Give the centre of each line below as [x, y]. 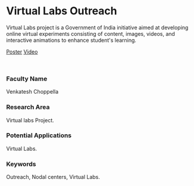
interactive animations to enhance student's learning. [71, 40]
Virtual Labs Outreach [62, 11]
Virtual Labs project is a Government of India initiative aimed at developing [97, 27]
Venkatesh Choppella [32, 92]
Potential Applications [39, 135]
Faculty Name [27, 79]
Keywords [21, 164]
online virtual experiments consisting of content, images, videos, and [91, 33]
